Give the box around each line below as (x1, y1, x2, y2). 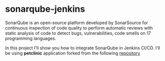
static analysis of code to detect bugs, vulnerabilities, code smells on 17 (5, 30, 151, 36)
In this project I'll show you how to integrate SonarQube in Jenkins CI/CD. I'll (5, 45, 161, 51)
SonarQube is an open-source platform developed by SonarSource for (5, 20, 148, 26)
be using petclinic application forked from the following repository (5, 50, 140, 56)
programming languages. (5, 35, 56, 41)
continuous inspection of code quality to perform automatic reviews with (5, 25, 153, 30)
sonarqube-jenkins (5, 3, 85, 15)
